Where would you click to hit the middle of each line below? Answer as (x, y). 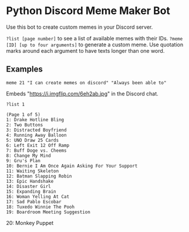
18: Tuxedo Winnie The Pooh (41, 207)
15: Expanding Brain (31, 192)
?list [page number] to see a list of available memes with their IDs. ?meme (95, 38)
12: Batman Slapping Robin (39, 176)
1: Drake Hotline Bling (35, 120)
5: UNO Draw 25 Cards (33, 140)
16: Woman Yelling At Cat (38, 197)
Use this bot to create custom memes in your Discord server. (80, 27)
